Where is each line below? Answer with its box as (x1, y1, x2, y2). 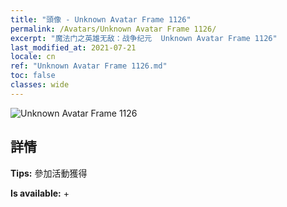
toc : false (10, 71, 56, 81)
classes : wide (10, 80, 70, 90)
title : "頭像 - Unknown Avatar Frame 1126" (10, 14, 192, 25)
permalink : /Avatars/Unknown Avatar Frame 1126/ (10, 24, 217, 34)
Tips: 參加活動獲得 (10, 167, 88, 179)
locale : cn (10, 52, 56, 62)
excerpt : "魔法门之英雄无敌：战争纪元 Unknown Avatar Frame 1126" (10, 33, 278, 43)
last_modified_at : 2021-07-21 (10, 42, 137, 53)
